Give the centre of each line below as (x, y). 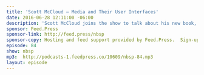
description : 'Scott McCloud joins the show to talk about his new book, (102, 23)
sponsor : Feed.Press (32, 29)
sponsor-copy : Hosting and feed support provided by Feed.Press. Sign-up (103, 40)
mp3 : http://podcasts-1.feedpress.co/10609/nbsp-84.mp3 (80, 57)
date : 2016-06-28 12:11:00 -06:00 (50, 18)
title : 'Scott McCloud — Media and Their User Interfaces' (83, 12)
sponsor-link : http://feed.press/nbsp (55, 34)
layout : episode (27, 62)
